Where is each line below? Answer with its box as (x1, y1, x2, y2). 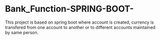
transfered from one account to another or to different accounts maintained (5, 24, 156, 30)
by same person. (5, 29, 39, 35)
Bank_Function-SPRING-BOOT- (5, 3, 134, 14)
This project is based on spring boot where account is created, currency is (5, 19, 154, 25)
